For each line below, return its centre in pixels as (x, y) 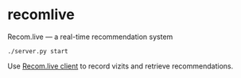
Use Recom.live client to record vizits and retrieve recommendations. (120, 66)
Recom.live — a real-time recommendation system (90, 37)
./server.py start (38, 51)
